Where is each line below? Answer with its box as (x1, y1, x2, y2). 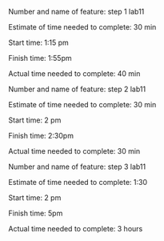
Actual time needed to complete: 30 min (8, 147, 141, 155)
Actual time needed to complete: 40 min (8, 69, 141, 78)
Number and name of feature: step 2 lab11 (8, 84, 146, 94)
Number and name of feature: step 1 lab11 (8, 7, 145, 16)
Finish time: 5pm (8, 208, 63, 218)
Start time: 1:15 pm (8, 38, 70, 47)
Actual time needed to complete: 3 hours (8, 224, 143, 233)
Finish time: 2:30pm (8, 131, 74, 140)
